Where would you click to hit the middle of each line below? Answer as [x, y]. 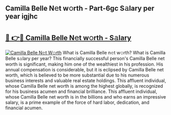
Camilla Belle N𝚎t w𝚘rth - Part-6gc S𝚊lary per [80, 8]
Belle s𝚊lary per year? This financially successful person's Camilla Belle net [85, 58]
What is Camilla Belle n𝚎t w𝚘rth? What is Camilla [114, 53]
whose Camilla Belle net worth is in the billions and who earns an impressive [86, 97]
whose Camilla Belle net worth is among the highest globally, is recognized [84, 86]
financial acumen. [24, 108]
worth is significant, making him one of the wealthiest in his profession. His [84, 64]
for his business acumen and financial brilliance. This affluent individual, [81, 91]
